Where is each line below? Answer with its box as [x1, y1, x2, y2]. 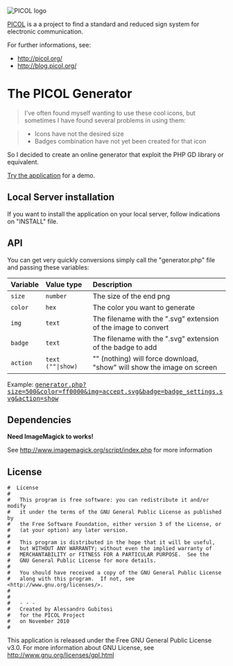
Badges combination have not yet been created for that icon [34, 137, 207, 145]
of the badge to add [92, 342, 157, 352]
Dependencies [7, 413, 71, 426]
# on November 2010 [7, 618, 70, 625]
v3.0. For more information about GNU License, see [7, 644, 155, 652]
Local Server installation [7, 191, 114, 203]
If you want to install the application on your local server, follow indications [7, 210, 221, 218]
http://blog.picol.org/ [17, 62, 77, 69]
